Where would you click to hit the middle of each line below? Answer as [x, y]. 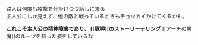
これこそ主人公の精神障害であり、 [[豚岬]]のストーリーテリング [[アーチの [97, 29]
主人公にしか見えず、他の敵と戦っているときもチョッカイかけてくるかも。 [97, 16]
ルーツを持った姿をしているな [57, 36]
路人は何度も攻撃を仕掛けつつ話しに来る [56, 9]
